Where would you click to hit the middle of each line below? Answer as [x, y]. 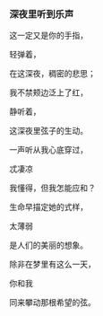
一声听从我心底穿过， [48, 150]
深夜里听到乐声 [42, 13]
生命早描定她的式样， [48, 207]
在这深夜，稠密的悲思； [52, 74]
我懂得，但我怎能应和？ [52, 188]
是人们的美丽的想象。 [48, 245]
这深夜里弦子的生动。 [48, 131]
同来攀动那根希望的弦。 [52, 303]
